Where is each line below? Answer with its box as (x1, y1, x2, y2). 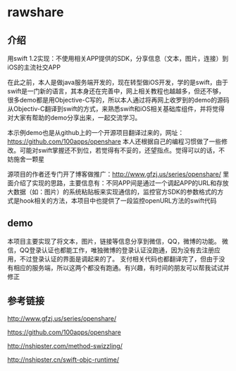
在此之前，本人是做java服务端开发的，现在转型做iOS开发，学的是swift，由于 (7, 78, 229, 86)
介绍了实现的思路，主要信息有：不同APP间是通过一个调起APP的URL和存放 (13, 179, 229, 187)
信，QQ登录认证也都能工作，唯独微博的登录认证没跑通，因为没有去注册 (7, 245, 215, 254)
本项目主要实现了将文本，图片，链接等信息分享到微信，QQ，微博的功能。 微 (7, 237, 229, 245)
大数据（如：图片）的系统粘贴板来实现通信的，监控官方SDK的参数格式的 (7, 188, 218, 196)
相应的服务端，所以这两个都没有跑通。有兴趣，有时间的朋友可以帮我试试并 (13, 263, 230, 272)
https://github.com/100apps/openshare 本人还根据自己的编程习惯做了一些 (7, 137, 222, 146)
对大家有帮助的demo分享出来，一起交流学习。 (7, 114, 142, 122)
